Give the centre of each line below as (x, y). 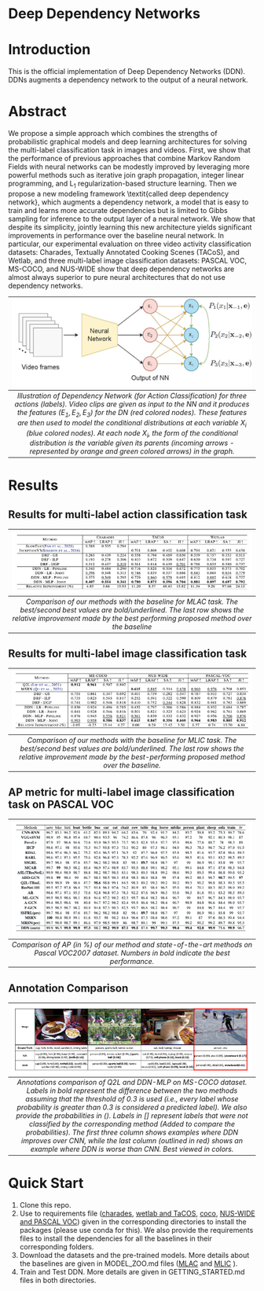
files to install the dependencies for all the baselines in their (115, 1238)
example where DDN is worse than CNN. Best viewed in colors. (132, 1149)
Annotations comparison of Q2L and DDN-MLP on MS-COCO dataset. (132, 1083)
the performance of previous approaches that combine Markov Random (125, 159)
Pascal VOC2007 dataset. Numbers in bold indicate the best (132, 953)
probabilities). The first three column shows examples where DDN (132, 1132)
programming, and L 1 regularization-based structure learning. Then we (123, 184)
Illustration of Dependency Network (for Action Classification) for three (132, 396)
